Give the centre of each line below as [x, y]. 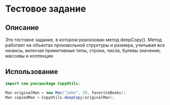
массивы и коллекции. [30, 56]
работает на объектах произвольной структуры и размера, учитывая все [85, 45]
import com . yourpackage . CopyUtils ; [43, 83]
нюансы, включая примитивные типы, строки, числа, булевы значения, [83, 50]
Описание [22, 28]
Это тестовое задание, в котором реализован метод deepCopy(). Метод [84, 40]
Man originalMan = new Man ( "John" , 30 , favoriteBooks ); [65, 93]
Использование [32, 72]
